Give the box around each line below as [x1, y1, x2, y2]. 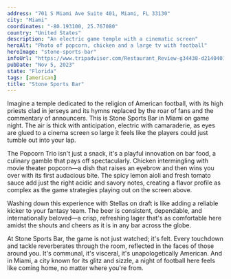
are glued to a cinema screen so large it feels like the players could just [7, 129, 208, 137]
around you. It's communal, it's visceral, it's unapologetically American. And [7, 249, 222, 258]
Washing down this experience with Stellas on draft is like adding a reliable [7, 199, 219, 207]
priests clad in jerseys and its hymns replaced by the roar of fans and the [7, 107, 214, 115]
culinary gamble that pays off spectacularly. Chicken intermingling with [7, 156, 208, 165]
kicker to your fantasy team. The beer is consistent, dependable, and [7, 207, 203, 215]
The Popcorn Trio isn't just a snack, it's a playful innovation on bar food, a [7, 149, 217, 158]
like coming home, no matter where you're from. [7, 264, 144, 272]
